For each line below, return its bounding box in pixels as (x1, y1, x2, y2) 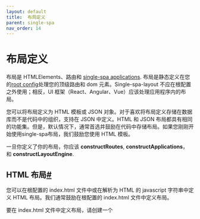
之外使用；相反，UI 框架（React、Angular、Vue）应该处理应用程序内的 (6, 88, 182, 96)
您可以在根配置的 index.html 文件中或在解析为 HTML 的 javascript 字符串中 (6, 186, 189, 193)
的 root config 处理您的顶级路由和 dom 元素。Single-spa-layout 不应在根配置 (6, 81, 192, 88)
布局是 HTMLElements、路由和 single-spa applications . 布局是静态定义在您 (6, 74, 190, 81)
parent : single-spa (6, 20, 55, 26)
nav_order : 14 (6, 25, 42, 31)
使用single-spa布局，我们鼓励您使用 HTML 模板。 (11, 131, 134, 138)
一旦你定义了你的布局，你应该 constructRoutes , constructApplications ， (6, 143, 189, 150)
